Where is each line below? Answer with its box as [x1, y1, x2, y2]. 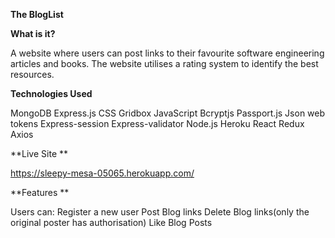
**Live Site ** [10, 148, 69, 159]
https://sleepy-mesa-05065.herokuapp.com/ [10, 167, 195, 179]
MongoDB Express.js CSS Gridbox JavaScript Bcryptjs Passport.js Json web [10, 107, 326, 119]
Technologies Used [10, 88, 93, 99]
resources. [10, 69, 55, 80]
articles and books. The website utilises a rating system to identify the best [10, 58, 319, 69]
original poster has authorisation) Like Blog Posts [10, 217, 213, 228]
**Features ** [10, 187, 70, 198]
